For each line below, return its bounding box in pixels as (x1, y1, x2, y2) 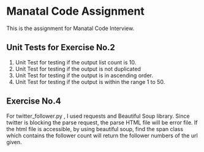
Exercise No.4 (6, 96, 61, 107)
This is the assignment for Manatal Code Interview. (6, 25, 135, 32)
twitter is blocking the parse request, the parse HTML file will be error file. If (6, 118, 198, 126)
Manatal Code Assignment (6, 4, 145, 18)
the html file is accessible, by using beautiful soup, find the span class (6, 125, 184, 132)
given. (6, 138, 23, 145)
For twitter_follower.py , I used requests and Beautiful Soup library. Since (6, 112, 190, 120)
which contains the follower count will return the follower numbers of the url (6, 132, 198, 139)
